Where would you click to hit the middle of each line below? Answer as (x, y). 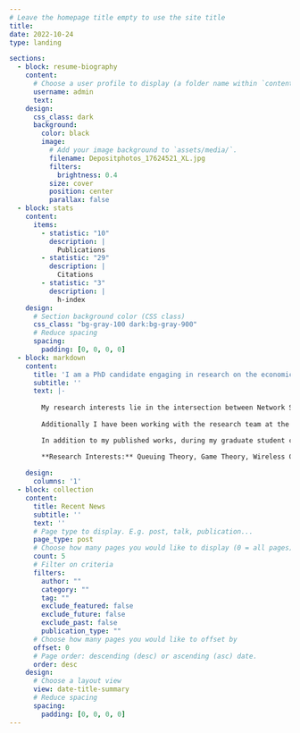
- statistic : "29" (75, 258)
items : (45, 224)
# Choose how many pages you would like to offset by (135, 639)
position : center (81, 192)
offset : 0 (51, 648)
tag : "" (55, 598)
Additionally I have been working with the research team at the (166, 424)
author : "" (62, 581)
